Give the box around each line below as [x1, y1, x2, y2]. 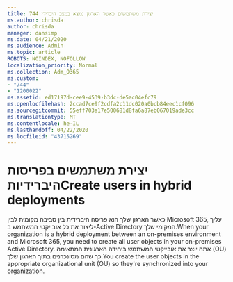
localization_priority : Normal [7, 62, 98, 69]
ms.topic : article [7, 49, 61, 56]
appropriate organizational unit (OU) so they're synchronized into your [7, 260, 209, 268]
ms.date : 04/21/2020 [7, 36, 67, 43]
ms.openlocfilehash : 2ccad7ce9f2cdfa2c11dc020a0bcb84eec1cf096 [7, 101, 195, 108]
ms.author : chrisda [7, 17, 64, 24]
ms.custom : [7, 74, 39, 82]
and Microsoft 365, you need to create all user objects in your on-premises [7, 238, 222, 246]
